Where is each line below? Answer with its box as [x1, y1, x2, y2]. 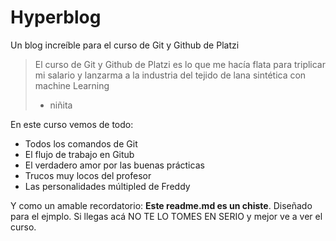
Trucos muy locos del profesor [24, 169, 152, 181]
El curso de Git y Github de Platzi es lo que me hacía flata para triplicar [34, 58, 326, 70]
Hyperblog [10, 6, 102, 29]
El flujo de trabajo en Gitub [24, 148, 135, 160]
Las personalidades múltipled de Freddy [24, 180, 191, 192]
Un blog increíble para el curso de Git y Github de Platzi [10, 39, 240, 51]
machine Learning [34, 79, 110, 91]
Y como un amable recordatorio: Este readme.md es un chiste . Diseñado [10, 199, 313, 211]
